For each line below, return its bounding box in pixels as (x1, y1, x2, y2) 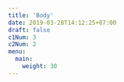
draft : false (8, 26, 51, 34)
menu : (8, 48, 26, 55)
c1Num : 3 (8, 33, 37, 41)
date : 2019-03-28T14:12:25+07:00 (8, 19, 117, 27)
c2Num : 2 (8, 41, 37, 48)
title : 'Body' (8, 11, 55, 20)
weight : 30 (22, 62, 58, 70)
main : (15, 55, 34, 63)
